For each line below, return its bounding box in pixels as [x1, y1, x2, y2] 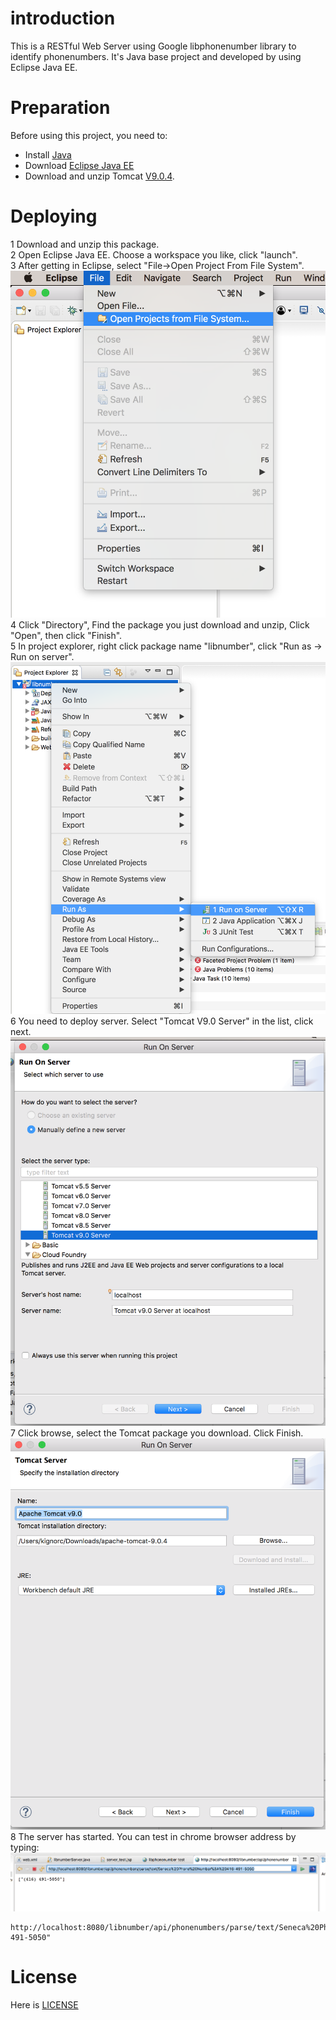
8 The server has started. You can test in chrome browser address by [10, 1830, 297, 1842]
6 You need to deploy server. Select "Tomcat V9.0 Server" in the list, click [10, 1015, 314, 1027]
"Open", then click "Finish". [10, 629, 123, 641]
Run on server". [10, 650, 75, 662]
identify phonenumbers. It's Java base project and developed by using [10, 50, 302, 62]
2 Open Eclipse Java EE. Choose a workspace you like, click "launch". [10, 248, 298, 261]
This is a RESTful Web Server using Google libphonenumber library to [10, 40, 297, 52]
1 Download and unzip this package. [10, 238, 160, 250]
